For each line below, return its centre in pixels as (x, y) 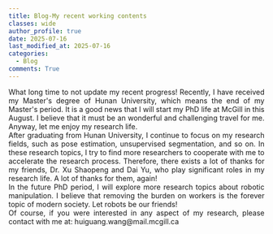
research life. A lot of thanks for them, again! (83, 178)
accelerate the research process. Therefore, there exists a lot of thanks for (136, 161)
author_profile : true (45, 31)
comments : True (34, 69)
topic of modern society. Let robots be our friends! (93, 204)
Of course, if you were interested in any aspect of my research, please (136, 213)
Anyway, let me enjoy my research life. (73, 126)
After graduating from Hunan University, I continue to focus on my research (136, 135)
